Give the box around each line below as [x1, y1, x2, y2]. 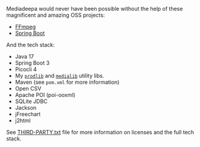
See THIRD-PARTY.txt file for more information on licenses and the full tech [6, 129, 195, 136]
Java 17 [15, 53, 34, 60]
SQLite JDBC [15, 98, 48, 105]
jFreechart [15, 111, 41, 117]
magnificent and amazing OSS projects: [6, 11, 105, 19]
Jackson [15, 104, 37, 111]
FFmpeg [15, 23, 36, 30]
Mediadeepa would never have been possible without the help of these [6, 5, 183, 12]
